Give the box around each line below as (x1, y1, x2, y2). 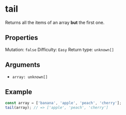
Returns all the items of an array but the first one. (5, 19, 104, 25)
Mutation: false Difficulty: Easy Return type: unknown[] (5, 46, 114, 52)
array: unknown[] (12, 75, 48, 79)
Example (5, 88, 32, 96)
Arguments (5, 61, 41, 69)
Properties (5, 34, 38, 42)
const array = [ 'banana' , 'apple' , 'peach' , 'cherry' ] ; (5, 101, 122, 106)
